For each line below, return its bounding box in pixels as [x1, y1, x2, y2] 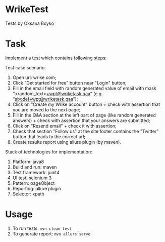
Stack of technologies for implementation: [5, 148, 92, 155]
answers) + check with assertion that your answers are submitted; [12, 117, 150, 124]
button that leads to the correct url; [12, 133, 86, 140]
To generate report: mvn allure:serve [12, 230, 91, 236]
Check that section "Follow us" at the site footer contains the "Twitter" [12, 128, 159, 134]
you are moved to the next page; [12, 106, 81, 112]
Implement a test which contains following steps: [5, 55, 107, 61]
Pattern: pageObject [12, 180, 55, 186]
